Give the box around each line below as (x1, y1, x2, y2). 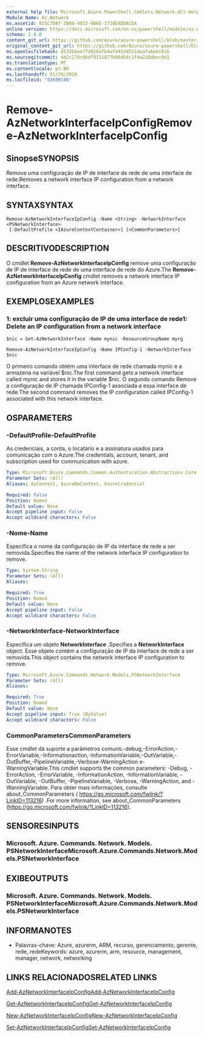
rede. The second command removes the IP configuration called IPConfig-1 (6, 388, 193, 396)
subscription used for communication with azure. (6, 458, 129, 465)
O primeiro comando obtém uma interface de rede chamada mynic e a (6, 363, 182, 370)
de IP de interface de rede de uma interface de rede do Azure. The (6, 265, 172, 273)
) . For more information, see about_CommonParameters (41, 797, 181, 804)
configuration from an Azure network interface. (6, 278, 124, 286)
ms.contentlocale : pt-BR (6, 65, 69, 72)
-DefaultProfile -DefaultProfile (6, 431, 96, 439)
